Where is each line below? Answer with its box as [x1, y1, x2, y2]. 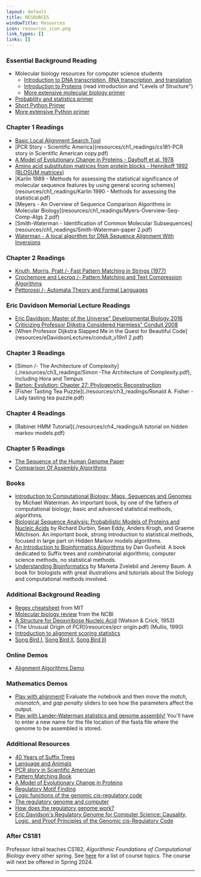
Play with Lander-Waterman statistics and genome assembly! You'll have [14, 712, 194, 719]
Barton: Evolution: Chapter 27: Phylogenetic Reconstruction [14, 382, 162, 389]
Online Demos [6, 651, 48, 659]
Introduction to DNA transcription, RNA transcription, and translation [23, 76, 192, 84]
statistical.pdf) [14, 194, 51, 201]
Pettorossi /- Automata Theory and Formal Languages [14, 286, 148, 294]
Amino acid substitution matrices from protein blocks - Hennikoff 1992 [14, 162, 188, 170]
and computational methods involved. [14, 576, 108, 583]
